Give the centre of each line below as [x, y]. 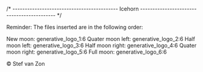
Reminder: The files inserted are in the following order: [75, 27]
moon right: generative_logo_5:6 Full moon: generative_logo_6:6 [87, 52]
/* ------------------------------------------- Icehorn [73, 9]
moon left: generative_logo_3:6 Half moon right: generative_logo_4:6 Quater [101, 45]
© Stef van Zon [26, 64]
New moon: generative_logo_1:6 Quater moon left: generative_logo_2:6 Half [101, 39]
